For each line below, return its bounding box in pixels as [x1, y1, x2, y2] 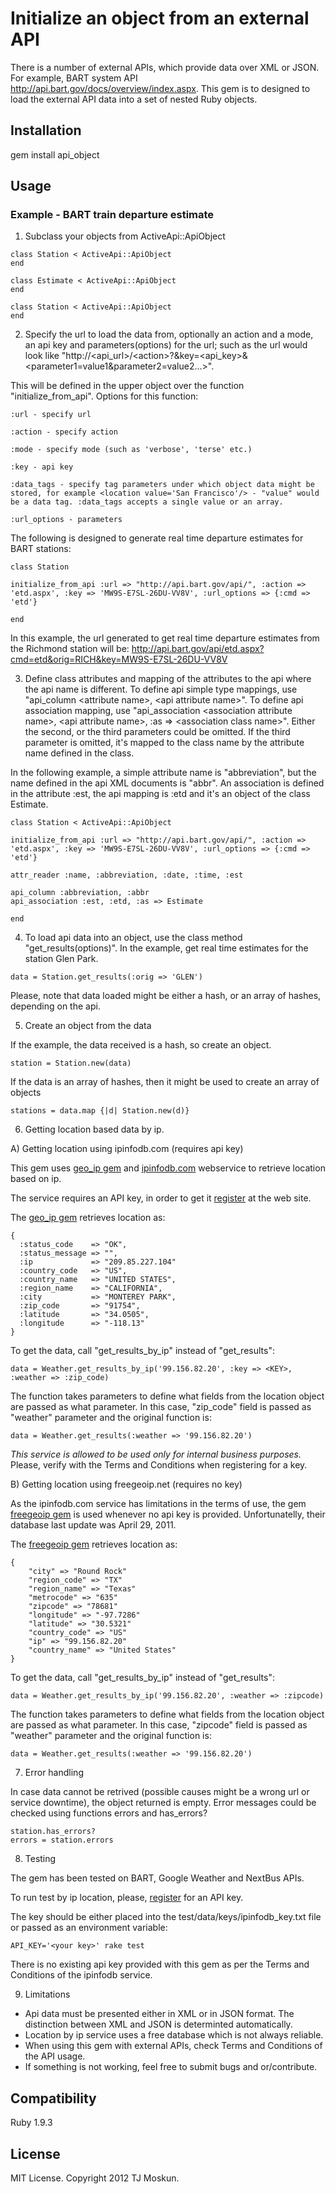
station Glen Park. [24, 953, 99, 965]
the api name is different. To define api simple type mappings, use [24, 683, 298, 696]
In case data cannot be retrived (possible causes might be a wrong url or [10, 1786, 310, 1798]
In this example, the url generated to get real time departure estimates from [10, 632, 320, 644]
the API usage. [24, 2050, 86, 2062]
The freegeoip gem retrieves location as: [10, 1538, 178, 1551]
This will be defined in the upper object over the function [10, 380, 245, 392]
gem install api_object [10, 148, 100, 161]
